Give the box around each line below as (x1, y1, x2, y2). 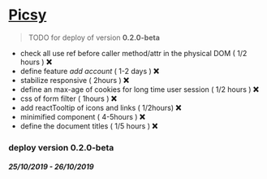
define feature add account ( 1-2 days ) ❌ (19, 66, 160, 76)
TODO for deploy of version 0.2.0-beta (28, 33, 161, 42)
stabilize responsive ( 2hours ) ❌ (19, 75, 130, 85)
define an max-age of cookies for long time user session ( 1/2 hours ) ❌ (19, 84, 260, 94)
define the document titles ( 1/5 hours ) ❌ (19, 120, 158, 131)
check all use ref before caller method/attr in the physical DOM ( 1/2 (19, 48, 248, 58)
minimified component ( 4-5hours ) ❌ (19, 111, 145, 121)
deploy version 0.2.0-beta (8, 142, 114, 153)
